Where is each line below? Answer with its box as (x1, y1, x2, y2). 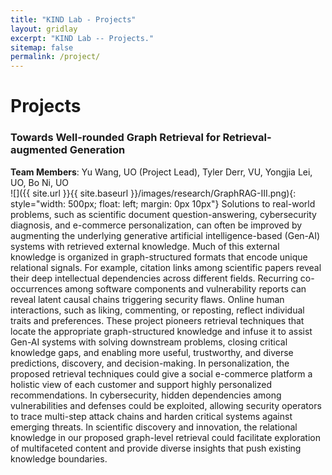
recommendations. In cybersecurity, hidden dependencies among (10, 389, 282, 401)
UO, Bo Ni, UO (10, 176, 70, 188)
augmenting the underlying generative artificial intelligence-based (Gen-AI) (10, 229, 321, 241)
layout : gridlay (10, 24, 78, 34)
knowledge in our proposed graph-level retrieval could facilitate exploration (10, 431, 321, 443)
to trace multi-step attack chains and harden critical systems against (10, 410, 293, 422)
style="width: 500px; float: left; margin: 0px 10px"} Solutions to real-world (10, 197, 316, 210)
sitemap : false (10, 42, 74, 53)
